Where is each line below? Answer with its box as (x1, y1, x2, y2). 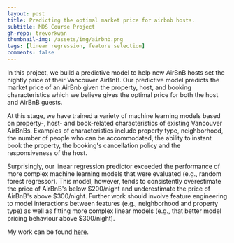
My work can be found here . (7, 228, 89, 236)
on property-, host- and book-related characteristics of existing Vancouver (7, 119, 222, 127)
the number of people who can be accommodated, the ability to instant (7, 133, 212, 142)
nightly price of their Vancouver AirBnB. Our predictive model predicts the (7, 75, 220, 84)
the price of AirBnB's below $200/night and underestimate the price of (7, 184, 211, 193)
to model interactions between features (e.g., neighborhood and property (7, 199, 219, 207)
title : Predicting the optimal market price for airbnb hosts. (7, 17, 196, 24)
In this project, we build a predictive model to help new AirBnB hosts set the (7, 68, 225, 77)
